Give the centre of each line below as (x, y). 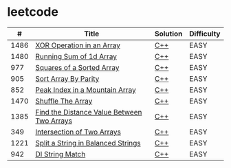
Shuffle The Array (64, 101)
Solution (168, 34)
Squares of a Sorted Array (77, 67)
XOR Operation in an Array (78, 45)
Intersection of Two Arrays (78, 132)
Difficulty (205, 34)
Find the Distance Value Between (89, 112)
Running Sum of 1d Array (76, 56)
